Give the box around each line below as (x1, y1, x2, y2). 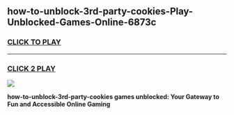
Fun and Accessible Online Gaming (7, 100, 111, 108)
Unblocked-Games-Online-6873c (7, 17, 157, 29)
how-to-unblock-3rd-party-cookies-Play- (7, 6, 194, 17)
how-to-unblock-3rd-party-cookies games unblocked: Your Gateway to (7, 92, 219, 100)
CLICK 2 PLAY (7, 63, 56, 73)
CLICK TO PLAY (7, 38, 61, 47)
